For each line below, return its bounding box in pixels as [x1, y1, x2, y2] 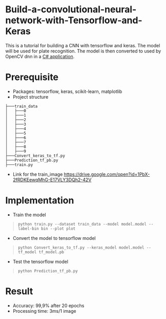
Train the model [12, 212, 46, 218]
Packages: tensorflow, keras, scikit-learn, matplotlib [12, 88, 122, 95]
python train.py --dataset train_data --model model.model [17, 221, 147, 227]
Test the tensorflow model [12, 258, 68, 265]
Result [5, 286, 33, 297]
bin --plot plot [40, 226, 76, 231]
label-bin [17, 226, 39, 231]
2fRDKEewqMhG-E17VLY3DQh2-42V [12, 176, 92, 183]
